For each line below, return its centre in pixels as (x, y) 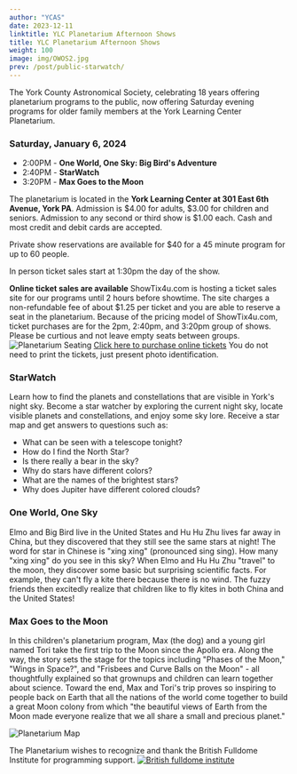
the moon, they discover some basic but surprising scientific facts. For (138, 570)
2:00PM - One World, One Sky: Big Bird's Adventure (119, 163)
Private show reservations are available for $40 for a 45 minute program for (147, 244)
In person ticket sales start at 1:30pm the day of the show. (115, 271)
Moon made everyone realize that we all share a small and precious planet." (147, 716)
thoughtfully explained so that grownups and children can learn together (141, 678)
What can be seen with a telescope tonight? (102, 443)
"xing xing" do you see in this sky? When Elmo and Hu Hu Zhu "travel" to (142, 560)
